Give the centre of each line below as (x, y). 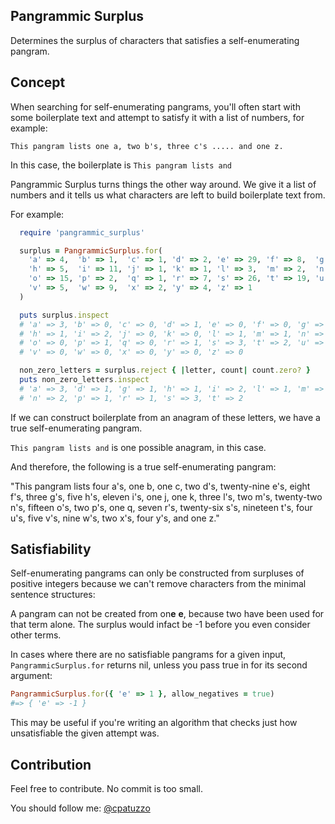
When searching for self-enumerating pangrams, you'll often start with (155, 106)
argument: (31, 676)
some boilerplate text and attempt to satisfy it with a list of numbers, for (157, 117)
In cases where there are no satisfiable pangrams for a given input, (148, 655)
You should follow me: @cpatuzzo (80, 808)
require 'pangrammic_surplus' (82, 232)
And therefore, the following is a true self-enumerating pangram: (143, 466)
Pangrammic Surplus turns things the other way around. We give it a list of (163, 184)
